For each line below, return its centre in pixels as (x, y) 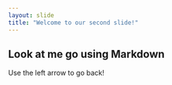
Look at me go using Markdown (86, 54)
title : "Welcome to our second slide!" (73, 23)
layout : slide (31, 15)
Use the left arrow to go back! (56, 73)
